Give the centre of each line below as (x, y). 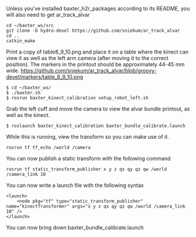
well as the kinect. (28, 115)
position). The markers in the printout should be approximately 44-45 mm (95, 64)
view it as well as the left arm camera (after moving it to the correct (87, 58)
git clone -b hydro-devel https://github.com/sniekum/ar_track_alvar (93, 31)
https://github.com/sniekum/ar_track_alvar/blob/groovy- (89, 71)
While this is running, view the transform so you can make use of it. (88, 137)
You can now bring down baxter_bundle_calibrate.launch (75, 228)
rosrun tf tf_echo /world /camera (49, 148)
